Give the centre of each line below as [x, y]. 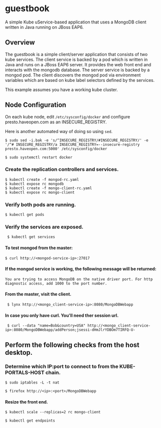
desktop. [19, 352]
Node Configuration [36, 105]
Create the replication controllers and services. [62, 170]
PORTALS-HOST [25, 372]
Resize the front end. [27, 402]
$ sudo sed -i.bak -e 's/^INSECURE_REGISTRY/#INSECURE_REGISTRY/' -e [77, 140]
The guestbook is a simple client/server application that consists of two [76, 54]
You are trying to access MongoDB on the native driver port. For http [79, 279]
